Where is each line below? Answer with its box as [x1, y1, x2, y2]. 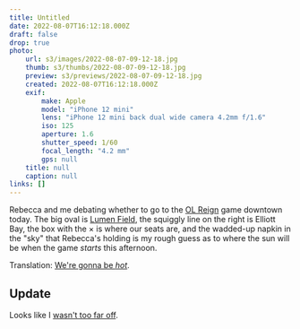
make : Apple [41, 96, 87, 106]
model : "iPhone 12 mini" [41, 105, 134, 114]
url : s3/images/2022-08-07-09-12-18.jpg [25, 55, 178, 64]
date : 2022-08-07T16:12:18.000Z [9, 22, 130, 30]
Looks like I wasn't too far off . [9, 309, 119, 320]
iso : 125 [41, 122, 74, 131]
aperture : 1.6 [41, 130, 94, 139]
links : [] [9, 180, 47, 189]
